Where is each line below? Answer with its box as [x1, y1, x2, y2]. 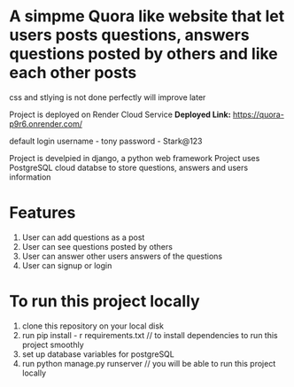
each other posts [9, 63, 137, 83]
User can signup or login [21, 259, 112, 271]
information [9, 171, 51, 182]
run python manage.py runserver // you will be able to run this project [21, 358, 276, 368]
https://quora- [233, 109, 285, 120]
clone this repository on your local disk [21, 321, 164, 331]
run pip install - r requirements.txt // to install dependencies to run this [21, 329, 278, 340]
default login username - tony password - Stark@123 [9, 135, 203, 146]
